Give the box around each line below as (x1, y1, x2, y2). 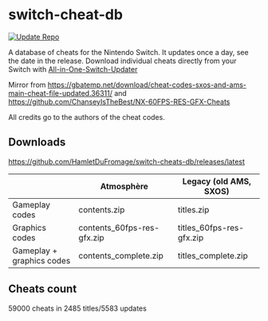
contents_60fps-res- (78, 222, 160, 233)
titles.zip (177, 204, 210, 215)
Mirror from (8, 80, 46, 89)
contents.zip (78, 204, 125, 215)
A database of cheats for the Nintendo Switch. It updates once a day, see (8, 47, 249, 57)
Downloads (8, 136, 66, 149)
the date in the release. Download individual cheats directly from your (8, 56, 237, 65)
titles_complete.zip (177, 250, 249, 261)
